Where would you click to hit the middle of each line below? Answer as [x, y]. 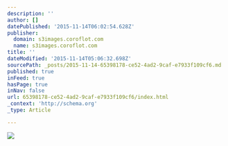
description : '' [30, 13]
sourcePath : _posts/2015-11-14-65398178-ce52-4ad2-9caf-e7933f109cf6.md [114, 65]
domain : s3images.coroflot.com [59, 39]
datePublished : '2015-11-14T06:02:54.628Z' [71, 26]
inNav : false [26, 91]
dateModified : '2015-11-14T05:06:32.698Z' [69, 59]
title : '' [21, 53]
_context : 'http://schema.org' [52, 104]
